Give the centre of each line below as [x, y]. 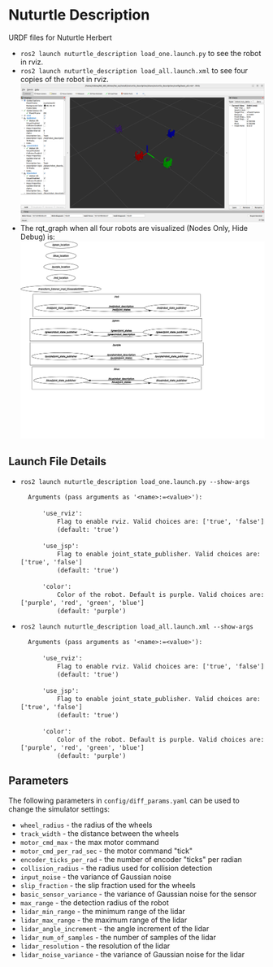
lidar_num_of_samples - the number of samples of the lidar [118, 937]
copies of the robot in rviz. [65, 79]
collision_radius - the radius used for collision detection [116, 868]
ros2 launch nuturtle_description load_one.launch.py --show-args [135, 481]
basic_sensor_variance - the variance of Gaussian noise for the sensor [139, 894]
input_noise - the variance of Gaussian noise [96, 877]
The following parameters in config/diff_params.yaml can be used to [124, 800]
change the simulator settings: [59, 809]
